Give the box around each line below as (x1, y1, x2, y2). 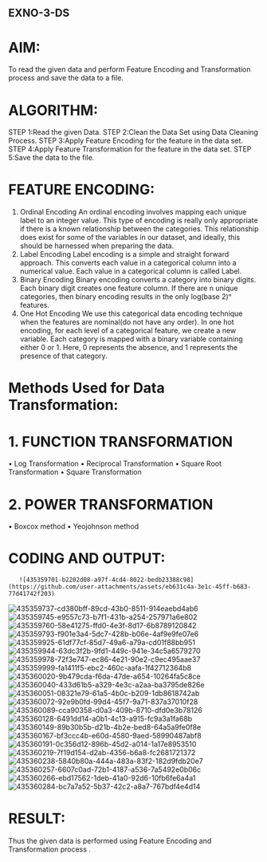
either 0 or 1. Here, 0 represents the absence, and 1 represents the (19, 343, 238, 352)
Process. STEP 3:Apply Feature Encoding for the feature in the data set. (8, 136, 243, 146)
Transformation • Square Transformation (8, 467, 142, 477)
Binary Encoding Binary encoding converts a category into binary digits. (19, 275, 257, 285)
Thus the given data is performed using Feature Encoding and (8, 836, 212, 846)
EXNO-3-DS (8, 6, 70, 20)
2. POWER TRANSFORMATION (8, 495, 214, 514)
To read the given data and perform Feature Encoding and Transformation (8, 65, 251, 74)
